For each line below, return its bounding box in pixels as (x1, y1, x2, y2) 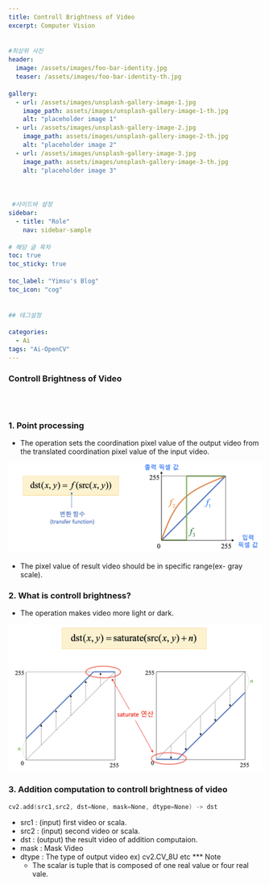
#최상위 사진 (8, 47, 44, 56)
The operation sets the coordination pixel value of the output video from (19, 438, 259, 448)
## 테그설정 (8, 311, 42, 319)
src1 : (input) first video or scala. (19, 818, 127, 828)
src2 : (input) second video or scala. (19, 826, 141, 836)
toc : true (8, 251, 42, 260)
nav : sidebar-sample (23, 226, 92, 234)
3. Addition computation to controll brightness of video (8, 784, 228, 795)
